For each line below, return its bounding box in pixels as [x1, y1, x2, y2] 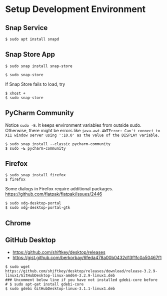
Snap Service [5, 24, 48, 32]
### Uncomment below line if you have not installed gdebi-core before [5, 277, 157, 282]
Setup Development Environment [5, 4, 146, 15]
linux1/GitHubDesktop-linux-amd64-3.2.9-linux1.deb [5, 273, 115, 278]
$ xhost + [5, 91, 26, 96]
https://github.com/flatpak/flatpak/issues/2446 [5, 191, 102, 197]
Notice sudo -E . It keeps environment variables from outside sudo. [5, 122, 141, 128]
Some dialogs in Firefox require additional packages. [5, 186, 113, 192]
